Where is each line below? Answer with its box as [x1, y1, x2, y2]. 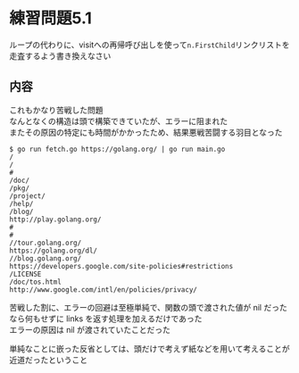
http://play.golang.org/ [9, 215, 102, 224]
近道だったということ [9, 354, 87, 365]
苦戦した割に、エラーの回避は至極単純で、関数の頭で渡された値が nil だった [9, 302, 287, 312]
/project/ [9, 191, 46, 201]
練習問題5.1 [9, 8, 92, 29]
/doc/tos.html [9, 278, 62, 286]
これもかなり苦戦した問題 [9, 104, 104, 115]
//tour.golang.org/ [9, 238, 82, 247]
